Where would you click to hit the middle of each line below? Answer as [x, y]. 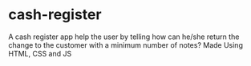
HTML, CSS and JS [40, 53]
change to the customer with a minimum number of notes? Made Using [125, 45]
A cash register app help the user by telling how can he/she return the [124, 37]
